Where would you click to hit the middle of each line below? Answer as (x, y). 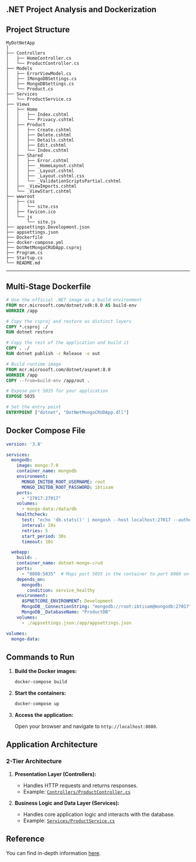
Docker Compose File (46, 431)
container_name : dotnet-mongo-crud (60, 563)
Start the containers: (40, 693)
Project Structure (38, 30)
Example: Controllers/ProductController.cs (77, 791)
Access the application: (44, 715)
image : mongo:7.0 (38, 466)
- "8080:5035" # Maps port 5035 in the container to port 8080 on (105, 574)
